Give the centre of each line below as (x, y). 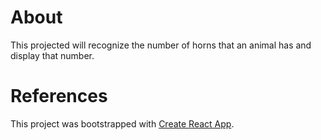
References (59, 96)
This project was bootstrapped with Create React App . (122, 123)
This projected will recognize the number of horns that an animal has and (161, 45)
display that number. (52, 55)
